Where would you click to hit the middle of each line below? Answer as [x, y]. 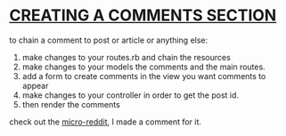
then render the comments [71, 104]
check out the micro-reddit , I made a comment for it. [106, 122]
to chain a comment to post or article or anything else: [109, 40]
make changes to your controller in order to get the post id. [130, 95]
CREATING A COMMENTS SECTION [143, 16]
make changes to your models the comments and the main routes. [143, 67]
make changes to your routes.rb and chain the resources [127, 57]
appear [35, 85]
